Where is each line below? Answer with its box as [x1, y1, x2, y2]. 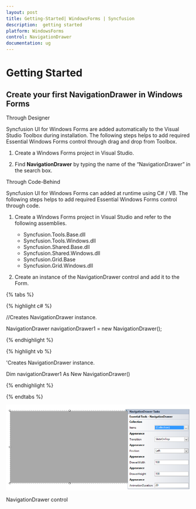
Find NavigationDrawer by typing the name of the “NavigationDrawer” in [14, 161, 191, 168]
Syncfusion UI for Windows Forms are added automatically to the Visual [6, 126, 180, 132]
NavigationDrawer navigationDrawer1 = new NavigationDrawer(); [6, 325, 162, 332]
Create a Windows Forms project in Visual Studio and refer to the [14, 214, 171, 220]
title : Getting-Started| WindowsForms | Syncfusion [6, 15, 135, 22]
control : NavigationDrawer [6, 34, 72, 40]
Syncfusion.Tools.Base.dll [23, 231, 86, 238]
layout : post [6, 9, 38, 15]
